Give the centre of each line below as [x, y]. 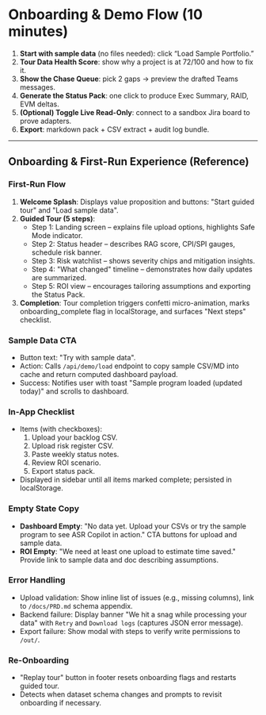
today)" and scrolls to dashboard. [74, 391]
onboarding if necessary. [60, 703]
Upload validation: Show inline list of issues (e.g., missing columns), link [137, 598]
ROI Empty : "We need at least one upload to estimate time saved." [127, 551]
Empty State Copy [44, 509]
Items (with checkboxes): [61, 429]
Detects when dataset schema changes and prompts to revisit [121, 694]
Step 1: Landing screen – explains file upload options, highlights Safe [143, 227]
